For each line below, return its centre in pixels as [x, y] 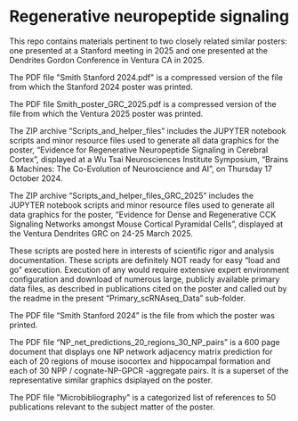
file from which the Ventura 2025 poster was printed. [106, 113]
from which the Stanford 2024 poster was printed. [101, 87]
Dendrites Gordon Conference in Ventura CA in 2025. [107, 60]
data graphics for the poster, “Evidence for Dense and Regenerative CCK [143, 214]
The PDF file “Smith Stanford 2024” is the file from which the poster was [142, 315]
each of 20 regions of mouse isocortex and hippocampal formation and [140, 361]
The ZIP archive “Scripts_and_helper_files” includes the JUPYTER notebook [148, 130]
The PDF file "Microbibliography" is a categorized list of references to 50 [143, 397]
